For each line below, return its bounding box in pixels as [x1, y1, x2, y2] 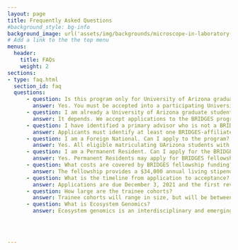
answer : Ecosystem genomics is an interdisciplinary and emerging [33, 208, 233, 215]
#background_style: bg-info [7, 23, 91, 30]
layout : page [7, 10, 46, 18]
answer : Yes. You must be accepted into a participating [33, 102, 204, 109]
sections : [7, 69, 37, 76]
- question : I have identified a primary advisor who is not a [25, 121, 217, 129]
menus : [7, 43, 27, 50]
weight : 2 [20, 63, 50, 70]
